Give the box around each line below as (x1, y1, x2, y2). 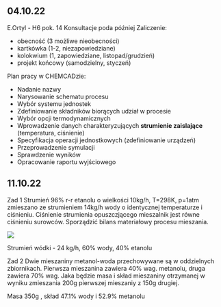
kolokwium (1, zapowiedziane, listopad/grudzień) (16, 51, 155, 59)
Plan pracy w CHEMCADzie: (7, 72, 86, 80)
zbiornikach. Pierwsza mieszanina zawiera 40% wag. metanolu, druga (7, 264, 205, 272)
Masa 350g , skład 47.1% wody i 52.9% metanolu (7, 292, 146, 300)
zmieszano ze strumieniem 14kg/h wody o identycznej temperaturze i (7, 203, 203, 211)
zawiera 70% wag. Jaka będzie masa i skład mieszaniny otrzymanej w (7, 271, 205, 280)
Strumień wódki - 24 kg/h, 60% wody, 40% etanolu (7, 243, 153, 252)
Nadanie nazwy (16, 85, 62, 93)
